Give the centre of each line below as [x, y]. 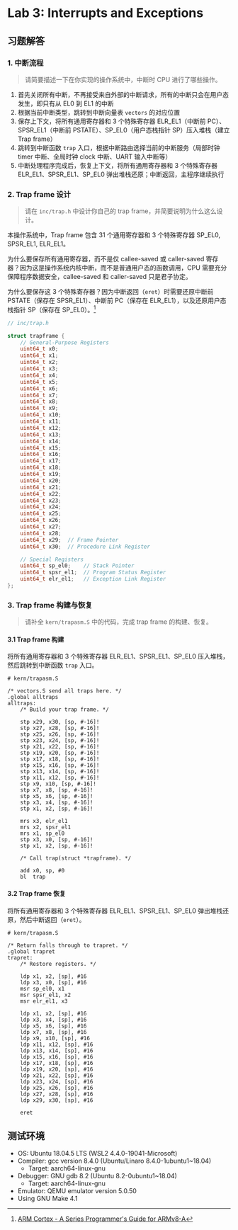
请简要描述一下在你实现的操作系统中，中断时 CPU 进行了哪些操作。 [123, 79]
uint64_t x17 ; [41, 461]
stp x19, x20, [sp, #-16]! [60, 753]
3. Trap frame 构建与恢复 [50, 605]
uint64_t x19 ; [41, 474]
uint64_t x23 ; [41, 501]
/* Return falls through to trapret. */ [68, 945]
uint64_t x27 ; [41, 527]
